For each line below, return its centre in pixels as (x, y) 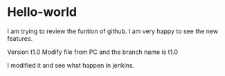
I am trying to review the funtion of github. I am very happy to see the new (113, 31)
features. (20, 38)
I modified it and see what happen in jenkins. (71, 65)
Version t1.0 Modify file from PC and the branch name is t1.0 (93, 52)
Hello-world (42, 12)
